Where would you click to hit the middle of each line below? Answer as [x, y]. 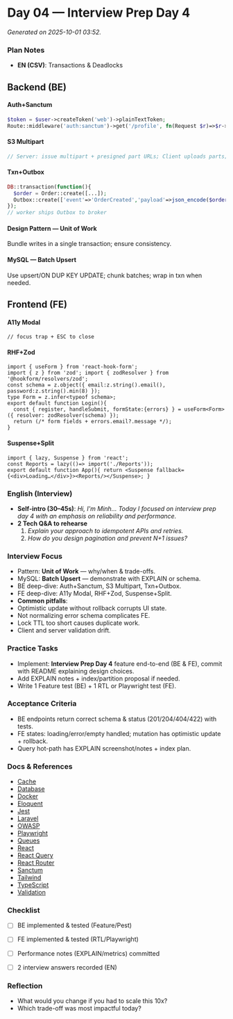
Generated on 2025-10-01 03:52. [54, 32]
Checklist [24, 911]
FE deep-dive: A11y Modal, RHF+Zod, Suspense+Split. [94, 594]
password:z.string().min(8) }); [54, 391]
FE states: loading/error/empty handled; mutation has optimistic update [119, 733]
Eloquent [30, 804]
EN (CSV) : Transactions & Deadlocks [70, 65]
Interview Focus [35, 556]
